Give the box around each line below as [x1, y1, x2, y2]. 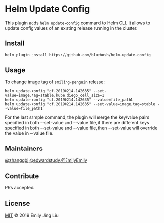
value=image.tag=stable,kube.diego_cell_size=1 [5, 93, 105, 98]
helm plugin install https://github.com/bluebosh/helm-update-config [5, 52, 151, 57]
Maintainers [5, 144, 43, 152]
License [5, 199, 30, 208]
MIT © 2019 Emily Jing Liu [5, 212, 59, 218]
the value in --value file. [5, 130, 54, 136]
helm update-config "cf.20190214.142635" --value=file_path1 [5, 97, 133, 102]
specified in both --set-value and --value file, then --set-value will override [5, 125, 158, 131]
